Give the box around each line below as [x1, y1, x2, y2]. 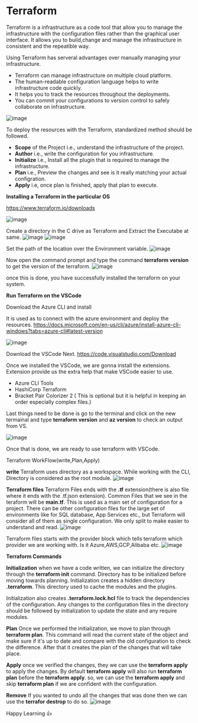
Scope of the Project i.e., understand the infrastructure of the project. [14, 144, 184, 151]
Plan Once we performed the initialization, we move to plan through [6, 625, 171, 632]
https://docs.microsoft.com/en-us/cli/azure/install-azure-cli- [33, 321, 181, 328]
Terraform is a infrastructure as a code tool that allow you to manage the [6, 24, 183, 31]
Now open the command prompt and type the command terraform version [6, 256, 189, 264]
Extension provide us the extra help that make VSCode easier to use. [6, 368, 174, 375]
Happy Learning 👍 [6, 709, 52, 716]
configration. [14, 175, 46, 182]
